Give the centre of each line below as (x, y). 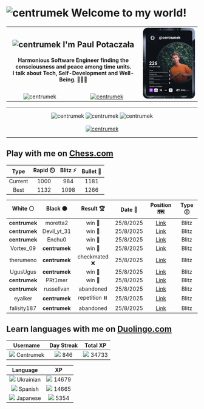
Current (19, 181)
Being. (67, 79)
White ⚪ (23, 209)
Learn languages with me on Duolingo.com (89, 329)
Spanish (29, 389)
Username (27, 345)
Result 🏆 (93, 209)
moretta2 (57, 223)
